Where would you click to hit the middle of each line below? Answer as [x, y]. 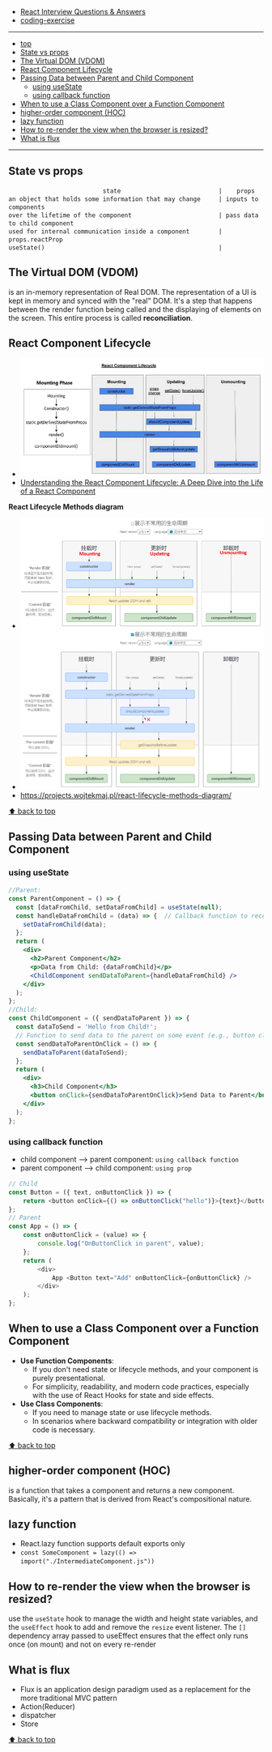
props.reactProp [36, 239]
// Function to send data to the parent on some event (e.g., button [135, 1035]
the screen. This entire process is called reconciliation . [100, 318]
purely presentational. [68, 1378]
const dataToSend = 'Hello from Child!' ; [87, 1027]
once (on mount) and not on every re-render [82, 1644]
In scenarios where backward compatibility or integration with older [145, 1421]
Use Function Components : [67, 1361]
